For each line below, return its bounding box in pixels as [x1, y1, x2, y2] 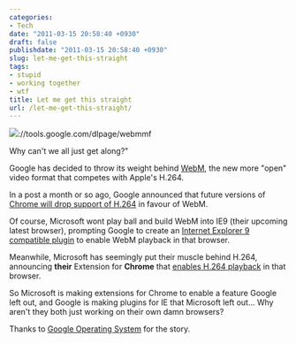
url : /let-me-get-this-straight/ [9, 103, 133, 112]
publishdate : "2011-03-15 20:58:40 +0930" [9, 46, 168, 55]
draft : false [9, 37, 57, 47]
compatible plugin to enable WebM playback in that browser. [9, 235, 230, 246]
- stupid [9, 71, 42, 80]
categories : [9, 12, 53, 22]
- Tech [9, 21, 34, 30]
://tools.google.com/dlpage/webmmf [18, 129, 152, 140]
